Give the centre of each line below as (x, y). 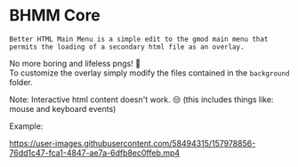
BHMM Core (55, 16)
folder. (21, 82)
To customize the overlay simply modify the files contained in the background (149, 73)
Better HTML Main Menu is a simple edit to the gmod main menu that (139, 39)
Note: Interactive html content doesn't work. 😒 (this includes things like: (141, 99)
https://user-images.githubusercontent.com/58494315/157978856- (133, 143)
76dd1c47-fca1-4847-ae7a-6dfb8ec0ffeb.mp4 (95, 153)
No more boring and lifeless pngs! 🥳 (75, 63)
